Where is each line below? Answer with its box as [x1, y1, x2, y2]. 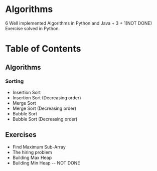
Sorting [5, 78, 24, 85]
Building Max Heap [12, 154, 52, 160]
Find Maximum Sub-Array [12, 144, 66, 150]
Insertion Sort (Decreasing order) [12, 94, 81, 101]
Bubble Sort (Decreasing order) [12, 116, 78, 122]
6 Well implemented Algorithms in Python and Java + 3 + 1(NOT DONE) [5, 20, 152, 26]
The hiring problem [12, 149, 52, 155]
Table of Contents [5, 43, 81, 55]
